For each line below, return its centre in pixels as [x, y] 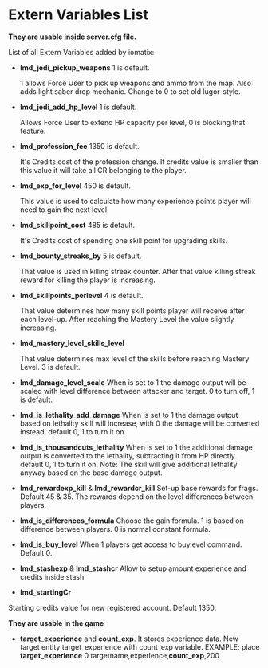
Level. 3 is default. [50, 367]
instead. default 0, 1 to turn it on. [73, 431]
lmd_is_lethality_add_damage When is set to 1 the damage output [129, 415]
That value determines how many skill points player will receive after [132, 310]
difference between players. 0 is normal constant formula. [115, 529]
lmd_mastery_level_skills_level [72, 343]
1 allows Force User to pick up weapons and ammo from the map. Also [136, 83]
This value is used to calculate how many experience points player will [135, 201]
